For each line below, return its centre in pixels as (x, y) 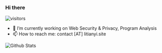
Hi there (15, 8)
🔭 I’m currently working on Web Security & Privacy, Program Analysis (85, 28)
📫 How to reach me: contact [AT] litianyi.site (59, 34)
